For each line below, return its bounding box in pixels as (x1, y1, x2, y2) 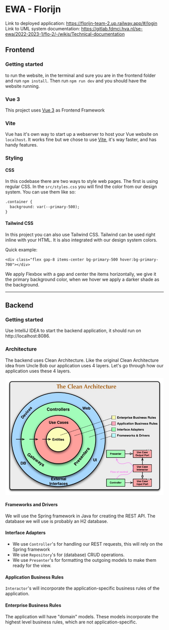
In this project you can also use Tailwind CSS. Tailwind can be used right (5, 231, 155, 237)
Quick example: (5, 247, 38, 253)
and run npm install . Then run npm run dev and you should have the (5, 77, 147, 84)
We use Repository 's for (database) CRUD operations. (12, 552, 125, 558)
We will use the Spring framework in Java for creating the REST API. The (5, 513, 156, 519)
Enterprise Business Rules (5, 602, 61, 608)
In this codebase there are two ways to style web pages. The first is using (5, 178, 158, 184)
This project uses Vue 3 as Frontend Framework (5, 107, 105, 113)
